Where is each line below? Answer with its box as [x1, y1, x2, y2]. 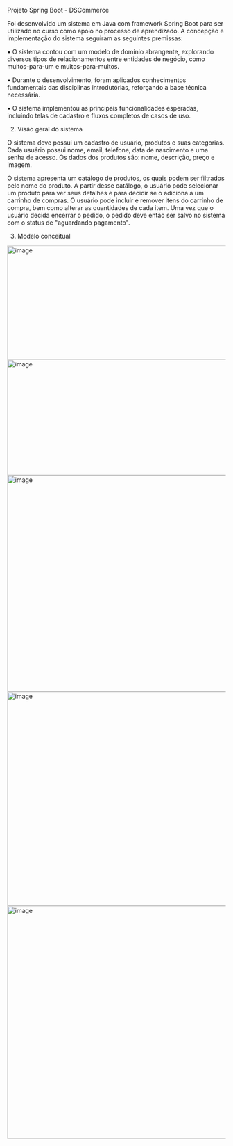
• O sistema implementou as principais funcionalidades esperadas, [7, 104, 199, 112]
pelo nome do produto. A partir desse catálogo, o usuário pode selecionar [7, 181, 218, 190]
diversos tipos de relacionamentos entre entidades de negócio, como [7, 55, 206, 63]
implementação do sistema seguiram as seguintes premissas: [7, 34, 183, 42]
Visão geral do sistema [17, 125, 83, 133]
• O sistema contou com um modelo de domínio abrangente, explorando [7, 48, 214, 56]
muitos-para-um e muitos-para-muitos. [7, 63, 120, 70]
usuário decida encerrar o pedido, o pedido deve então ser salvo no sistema [7, 211, 225, 219]
